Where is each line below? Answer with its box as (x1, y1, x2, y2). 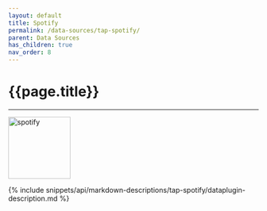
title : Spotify (8, 19, 59, 27)
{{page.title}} (8, 82, 99, 101)
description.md (8, 194, 58, 203)
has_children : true (8, 41, 73, 49)
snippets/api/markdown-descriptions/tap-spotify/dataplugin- (45, 185, 246, 194)
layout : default (8, 11, 62, 20)
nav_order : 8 (8, 48, 52, 56)
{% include (8, 185, 44, 194)
